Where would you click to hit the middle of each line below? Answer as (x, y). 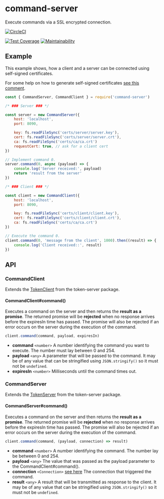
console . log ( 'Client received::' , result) (58, 245)
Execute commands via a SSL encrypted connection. (58, 22)
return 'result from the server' (48, 173)
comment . (15, 88)
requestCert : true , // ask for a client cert (61, 146)
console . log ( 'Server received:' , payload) (58, 169)
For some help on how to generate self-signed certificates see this (72, 83)
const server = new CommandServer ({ (42, 115)
